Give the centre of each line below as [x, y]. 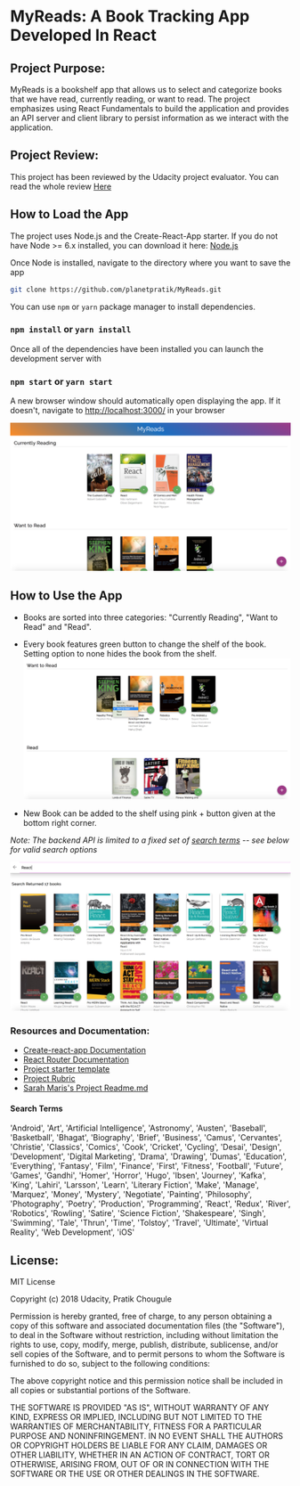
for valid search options [54, 850]
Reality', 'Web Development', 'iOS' [73, 1232]
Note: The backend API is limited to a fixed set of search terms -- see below [150, 840]
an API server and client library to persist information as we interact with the [150, 118]
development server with [56, 358]
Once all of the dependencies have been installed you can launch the [137, 348]
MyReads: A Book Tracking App [130, 16]
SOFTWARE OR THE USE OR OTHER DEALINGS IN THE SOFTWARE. [135, 1474]
